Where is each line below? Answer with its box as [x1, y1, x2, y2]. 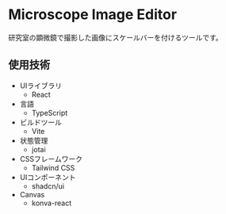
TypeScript [31, 108, 68, 117]
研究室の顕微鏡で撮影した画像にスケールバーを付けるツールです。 [8, 32, 224, 42]
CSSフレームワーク [19, 154, 83, 163]
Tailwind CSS [31, 162, 75, 172]
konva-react [31, 198, 72, 208]
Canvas [19, 189, 45, 199]
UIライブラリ [19, 81, 62, 90]
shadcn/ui [31, 181, 65, 191]
